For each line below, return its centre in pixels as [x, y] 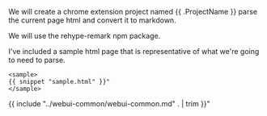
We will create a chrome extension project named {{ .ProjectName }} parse [133, 12]
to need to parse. [37, 60]
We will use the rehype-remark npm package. [85, 36]
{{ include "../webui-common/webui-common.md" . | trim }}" [109, 104]
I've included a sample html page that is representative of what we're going [134, 51]
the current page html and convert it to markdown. [92, 20]
